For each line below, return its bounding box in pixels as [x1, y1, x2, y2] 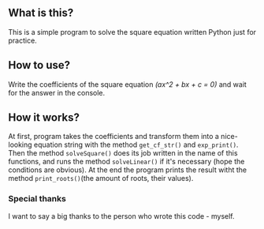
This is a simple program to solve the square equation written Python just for [8, 27, 257, 36]
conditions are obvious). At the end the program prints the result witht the [8, 165, 247, 175]
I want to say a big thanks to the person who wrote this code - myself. [8, 211, 235, 220]
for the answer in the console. [8, 88, 106, 97]
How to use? [8, 58, 71, 72]
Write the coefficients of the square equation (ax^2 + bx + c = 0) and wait [8, 79, 247, 89]
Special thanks [8, 193, 67, 205]
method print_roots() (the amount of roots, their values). [8, 174, 194, 183]
